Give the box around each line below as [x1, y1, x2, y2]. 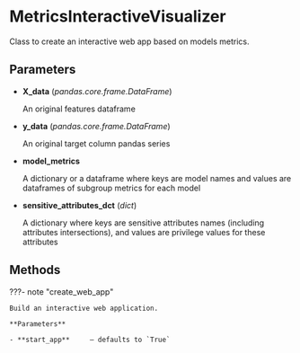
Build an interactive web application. [9, 304, 159, 313]
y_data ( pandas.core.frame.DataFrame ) [22, 120, 171, 131]
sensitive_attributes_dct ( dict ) [22, 199, 137, 210]
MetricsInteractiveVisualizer [9, 6, 226, 27]
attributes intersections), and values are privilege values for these [22, 226, 266, 237]
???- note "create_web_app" [9, 286, 114, 297]
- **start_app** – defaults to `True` [9, 335, 171, 344]
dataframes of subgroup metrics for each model [22, 182, 201, 193]
